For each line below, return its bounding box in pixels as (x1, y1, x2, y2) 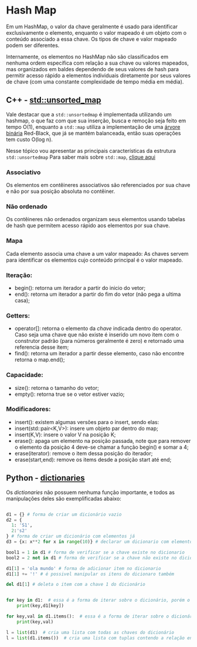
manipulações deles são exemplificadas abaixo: (6, 495, 121, 502)
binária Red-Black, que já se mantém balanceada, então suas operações (6, 129, 181, 136)
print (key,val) (16, 619, 54, 625)
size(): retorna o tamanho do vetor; (14, 384, 99, 391)
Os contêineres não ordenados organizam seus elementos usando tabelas (6, 216, 186, 223)
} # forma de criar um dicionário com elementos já (6, 533, 135, 539)
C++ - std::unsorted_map (6, 95, 101, 105)
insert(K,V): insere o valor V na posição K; (14, 431, 116, 438)
